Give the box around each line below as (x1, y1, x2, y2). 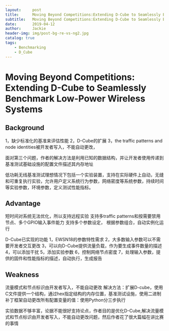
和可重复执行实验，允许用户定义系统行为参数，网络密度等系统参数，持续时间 (5, 178, 164, 184)
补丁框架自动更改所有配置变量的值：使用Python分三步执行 (5, 297, 126, 303)
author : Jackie (5, 26, 46, 31)
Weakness (5, 270, 39, 279)
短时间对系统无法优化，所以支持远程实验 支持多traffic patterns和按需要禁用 (5, 213, 161, 219)
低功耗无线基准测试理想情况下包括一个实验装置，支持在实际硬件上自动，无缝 (5, 172, 164, 178)
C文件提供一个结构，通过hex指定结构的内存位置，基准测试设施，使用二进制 (5, 291, 161, 297)
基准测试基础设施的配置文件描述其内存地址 (5, 161, 94, 167)
